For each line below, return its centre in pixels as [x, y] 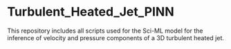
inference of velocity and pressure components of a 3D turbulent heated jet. [116, 37]
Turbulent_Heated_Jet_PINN [91, 12]
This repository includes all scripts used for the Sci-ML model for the [105, 31]
